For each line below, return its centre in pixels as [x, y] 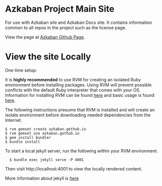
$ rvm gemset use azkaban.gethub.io [42, 133]
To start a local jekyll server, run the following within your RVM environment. [81, 151]
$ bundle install [23, 142]
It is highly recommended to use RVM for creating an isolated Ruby [73, 79]
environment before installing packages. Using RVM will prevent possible [79, 85]
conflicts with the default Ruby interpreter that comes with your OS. [73, 90]
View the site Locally [48, 57]
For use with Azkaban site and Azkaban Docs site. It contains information [79, 22]
